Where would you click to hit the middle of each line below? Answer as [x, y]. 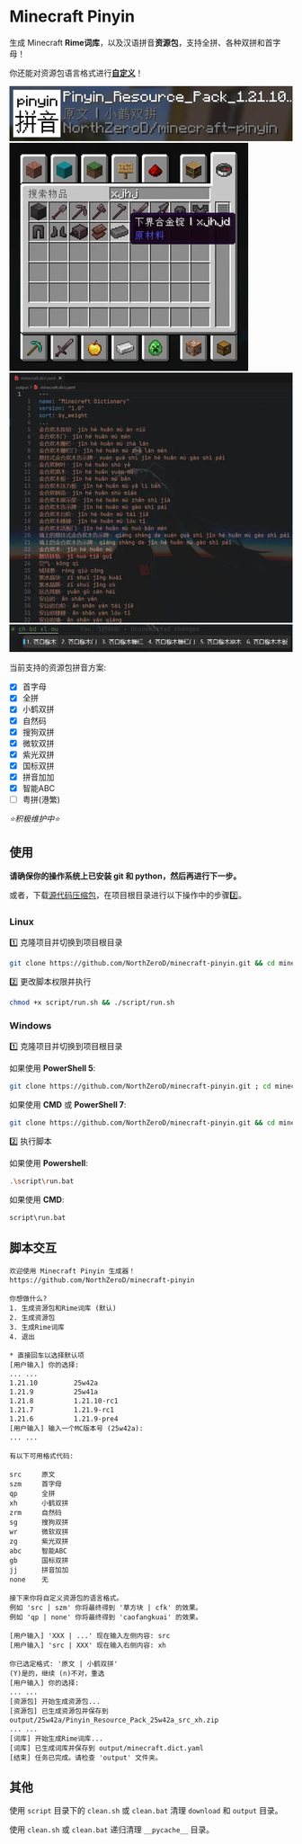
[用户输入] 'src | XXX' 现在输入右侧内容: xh [88, 1645]
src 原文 [32, 1474]
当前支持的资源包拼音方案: [58, 668]
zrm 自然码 [36, 1512]
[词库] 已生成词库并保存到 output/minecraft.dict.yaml [107, 1748]
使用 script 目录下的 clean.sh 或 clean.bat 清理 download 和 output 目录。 [146, 1811]
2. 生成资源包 [32, 1318]
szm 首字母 [36, 1484]
